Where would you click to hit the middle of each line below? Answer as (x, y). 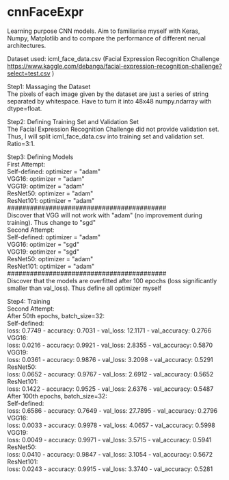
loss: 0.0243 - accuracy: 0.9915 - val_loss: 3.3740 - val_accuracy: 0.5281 (110, 469)
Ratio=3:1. (21, 143)
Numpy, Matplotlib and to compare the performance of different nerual (107, 38)
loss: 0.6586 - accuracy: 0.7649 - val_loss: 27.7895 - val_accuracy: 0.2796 (112, 410)
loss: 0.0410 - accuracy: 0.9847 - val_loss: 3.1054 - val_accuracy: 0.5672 (110, 454)
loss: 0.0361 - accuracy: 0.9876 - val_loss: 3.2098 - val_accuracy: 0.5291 (110, 359)
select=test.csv (29, 73)
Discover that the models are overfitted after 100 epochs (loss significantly (112, 280)
